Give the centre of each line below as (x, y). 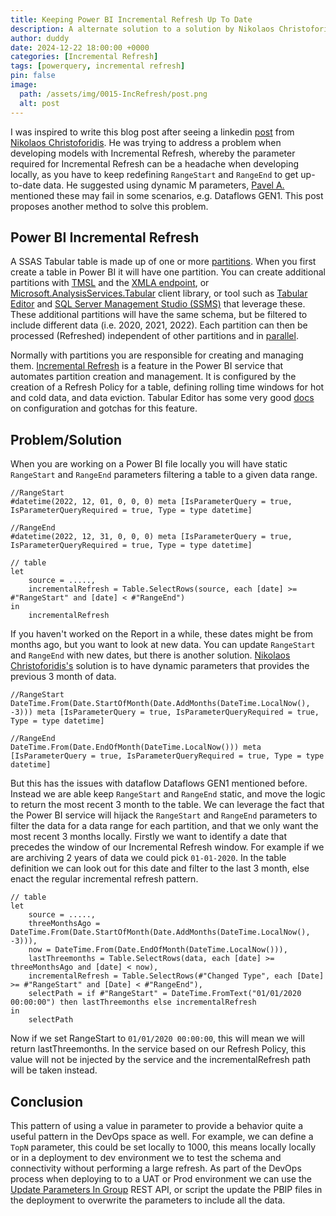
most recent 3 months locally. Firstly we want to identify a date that (149, 837)
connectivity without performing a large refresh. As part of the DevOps (156, 1168)
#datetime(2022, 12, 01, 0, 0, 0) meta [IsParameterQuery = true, (151, 502)
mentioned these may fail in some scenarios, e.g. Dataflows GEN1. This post (167, 195)
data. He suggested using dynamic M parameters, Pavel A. (164, 185)
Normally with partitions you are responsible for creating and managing (157, 355)
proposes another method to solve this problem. (109, 206)
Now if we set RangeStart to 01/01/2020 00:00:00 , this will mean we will (157, 1038)
